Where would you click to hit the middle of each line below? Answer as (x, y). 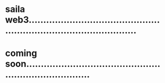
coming (21, 53)
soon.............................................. (83, 64)
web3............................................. (83, 20)
